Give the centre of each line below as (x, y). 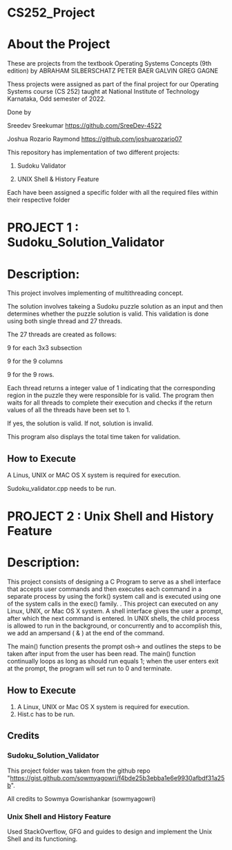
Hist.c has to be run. (46, 714)
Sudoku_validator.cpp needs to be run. (62, 489)
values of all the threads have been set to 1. (69, 410)
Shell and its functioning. (42, 839)
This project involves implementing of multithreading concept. (95, 293)
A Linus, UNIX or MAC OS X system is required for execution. (94, 475)
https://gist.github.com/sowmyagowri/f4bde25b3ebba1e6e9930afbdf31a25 (117, 777)
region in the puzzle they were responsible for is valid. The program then (110, 396)
